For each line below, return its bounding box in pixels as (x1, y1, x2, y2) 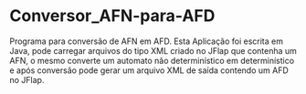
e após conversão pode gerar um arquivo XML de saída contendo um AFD (9, 65, 290, 76)
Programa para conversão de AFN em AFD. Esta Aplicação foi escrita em (9, 36, 283, 47)
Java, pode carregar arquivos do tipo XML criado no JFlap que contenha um (9, 45, 297, 56)
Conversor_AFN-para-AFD (9, 5, 216, 26)
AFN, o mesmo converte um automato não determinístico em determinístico (9, 55, 295, 66)
